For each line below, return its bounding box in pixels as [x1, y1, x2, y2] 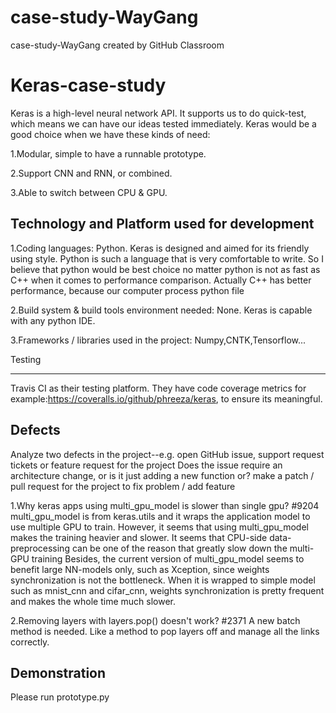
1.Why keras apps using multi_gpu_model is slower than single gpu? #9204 [10, 499, 320, 511]
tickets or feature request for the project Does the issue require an [10, 459, 283, 471]
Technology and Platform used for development [10, 216, 315, 233]
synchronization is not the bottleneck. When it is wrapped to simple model [10, 574, 316, 586]
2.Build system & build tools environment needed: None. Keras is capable [10, 304, 313, 316]
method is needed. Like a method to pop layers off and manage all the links [10, 625, 320, 637]
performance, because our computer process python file [10, 284, 245, 296]
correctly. [10, 636, 50, 648]
